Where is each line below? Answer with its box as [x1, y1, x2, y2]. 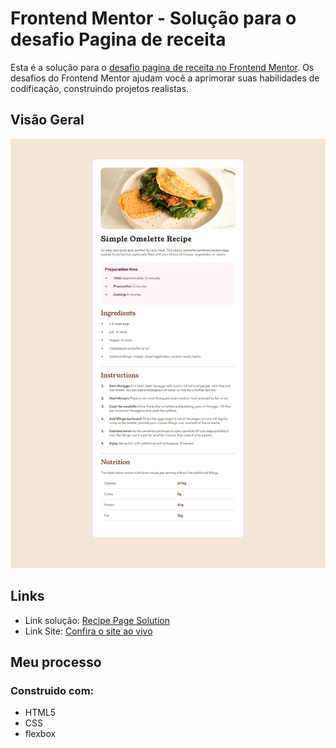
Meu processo [10, 654, 102, 671]
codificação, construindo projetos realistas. [10, 82, 190, 94]
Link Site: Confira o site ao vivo [24, 625, 153, 637]
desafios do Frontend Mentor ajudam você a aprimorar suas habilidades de [10, 72, 320, 84]
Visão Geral [10, 112, 85, 129]
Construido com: [10, 684, 95, 698]
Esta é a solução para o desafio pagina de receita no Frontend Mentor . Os [10, 61, 315, 73]
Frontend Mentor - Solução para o [10, 7, 297, 30]
